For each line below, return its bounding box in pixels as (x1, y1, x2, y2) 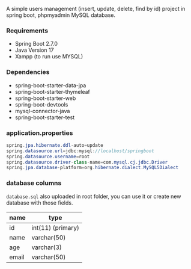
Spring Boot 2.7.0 (14, 40, 58, 48)
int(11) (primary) (31, 223, 80, 232)
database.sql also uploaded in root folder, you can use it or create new (6, 193, 181, 200)
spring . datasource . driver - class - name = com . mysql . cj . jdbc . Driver (6, 159, 168, 165)
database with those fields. (6, 199, 73, 206)
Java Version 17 (14, 46, 54, 54)
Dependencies (6, 68, 50, 76)
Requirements (6, 26, 49, 35)
